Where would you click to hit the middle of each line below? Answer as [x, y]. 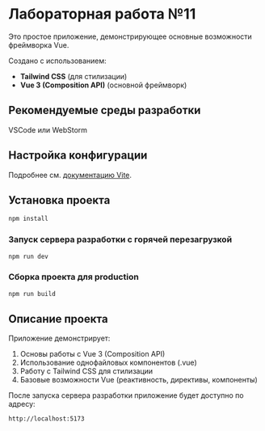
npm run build [32, 294]
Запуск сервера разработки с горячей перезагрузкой [120, 239]
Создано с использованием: [57, 61]
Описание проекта [58, 319]
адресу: [22, 404]
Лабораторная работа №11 [102, 14]
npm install [28, 219]
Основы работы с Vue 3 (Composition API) [93, 354]
